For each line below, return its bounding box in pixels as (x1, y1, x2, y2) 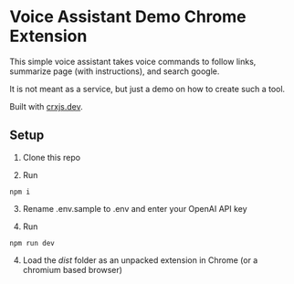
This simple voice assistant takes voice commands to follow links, (9, 56, 257, 67)
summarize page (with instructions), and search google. (9, 66, 220, 77)
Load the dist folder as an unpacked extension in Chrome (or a (22, 254, 258, 266)
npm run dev (9, 238, 55, 247)
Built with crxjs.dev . (9, 100, 84, 111)
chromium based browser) (22, 264, 123, 275)
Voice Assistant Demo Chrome (9, 6, 247, 27)
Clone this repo (22, 152, 80, 163)
